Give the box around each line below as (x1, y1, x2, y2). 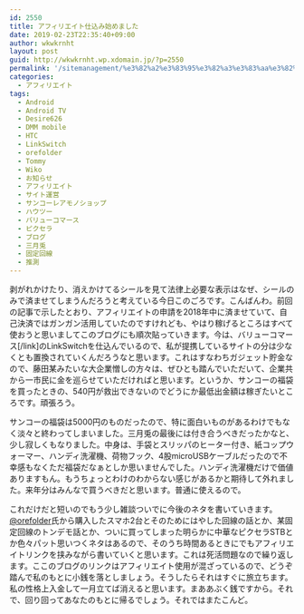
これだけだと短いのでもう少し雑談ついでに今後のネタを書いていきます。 (9, 504, 278, 514)
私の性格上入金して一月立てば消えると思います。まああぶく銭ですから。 (9, 583, 278, 594)
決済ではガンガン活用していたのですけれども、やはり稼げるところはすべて (16, 318, 294, 328)
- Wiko (17, 165, 43, 174)
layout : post (9, 47, 59, 56)
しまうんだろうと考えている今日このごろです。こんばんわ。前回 (56, 296, 293, 306)
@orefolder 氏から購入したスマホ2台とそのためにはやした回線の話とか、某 (9, 515, 286, 526)
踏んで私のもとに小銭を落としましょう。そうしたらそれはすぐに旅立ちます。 (9, 572, 293, 582)
